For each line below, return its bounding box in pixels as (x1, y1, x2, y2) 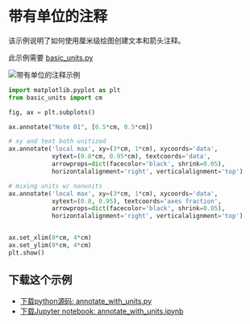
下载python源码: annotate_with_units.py (19, 296, 152, 305)
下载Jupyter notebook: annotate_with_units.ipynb (19, 306, 184, 316)
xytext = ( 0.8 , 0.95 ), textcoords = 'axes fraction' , (51, 197, 222, 205)
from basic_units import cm (8, 94, 103, 102)
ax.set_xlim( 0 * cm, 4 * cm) (8, 234, 92, 242)
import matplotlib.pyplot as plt (8, 86, 121, 94)
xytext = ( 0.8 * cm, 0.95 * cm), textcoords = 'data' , (51, 153, 211, 161)
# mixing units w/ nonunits (8, 182, 103, 190)
